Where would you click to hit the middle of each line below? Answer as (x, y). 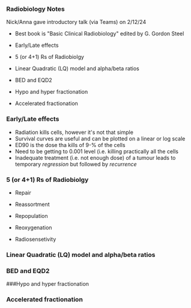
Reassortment (32, 204)
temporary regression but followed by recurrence (76, 164)
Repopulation (31, 216)
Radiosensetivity (35, 239)
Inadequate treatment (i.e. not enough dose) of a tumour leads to (95, 157)
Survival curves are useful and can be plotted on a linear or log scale (100, 138)
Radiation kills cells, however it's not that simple (74, 132)
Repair (23, 192)
